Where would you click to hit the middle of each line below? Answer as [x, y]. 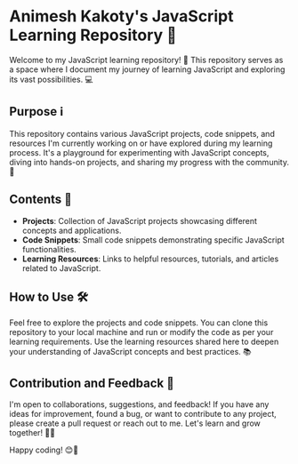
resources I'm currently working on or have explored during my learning [141, 143]
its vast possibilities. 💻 [51, 79]
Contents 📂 [41, 200]
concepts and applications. [72, 230]
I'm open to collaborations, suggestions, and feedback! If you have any [139, 404]
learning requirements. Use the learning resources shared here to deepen [144, 342]
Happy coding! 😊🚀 [44, 450]
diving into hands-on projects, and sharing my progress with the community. [149, 162]
